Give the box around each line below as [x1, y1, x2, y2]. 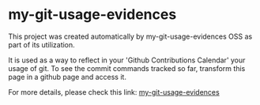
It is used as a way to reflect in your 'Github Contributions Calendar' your [8, 55, 246, 65]
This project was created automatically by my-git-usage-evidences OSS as [8, 32, 253, 41]
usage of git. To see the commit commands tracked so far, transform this [8, 63, 246, 73]
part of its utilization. [8, 39, 75, 49]
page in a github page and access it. [8, 72, 126, 81]
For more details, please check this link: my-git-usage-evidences [8, 87, 220, 96]
